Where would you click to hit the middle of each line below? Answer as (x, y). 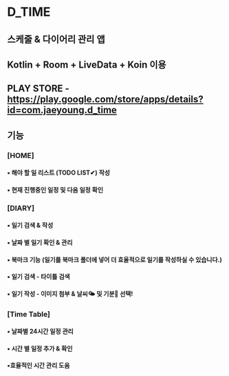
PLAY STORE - (39, 89)
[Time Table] (29, 314)
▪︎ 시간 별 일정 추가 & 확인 (40, 348)
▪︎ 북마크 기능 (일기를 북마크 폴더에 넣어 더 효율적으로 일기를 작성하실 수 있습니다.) (115, 259)
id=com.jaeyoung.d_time (62, 110)
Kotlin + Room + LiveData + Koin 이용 (87, 65)
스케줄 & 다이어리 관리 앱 (56, 39)
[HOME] (21, 155)
